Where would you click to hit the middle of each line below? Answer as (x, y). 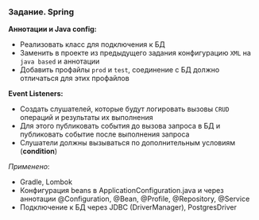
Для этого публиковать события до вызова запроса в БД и (120, 126)
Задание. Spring (41, 12)
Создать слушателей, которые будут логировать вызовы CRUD (124, 109)
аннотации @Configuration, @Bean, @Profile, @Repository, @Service (135, 199)
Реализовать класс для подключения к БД (92, 44)
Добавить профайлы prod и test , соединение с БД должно (120, 70)
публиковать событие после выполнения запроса (104, 134)
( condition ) (39, 151)
